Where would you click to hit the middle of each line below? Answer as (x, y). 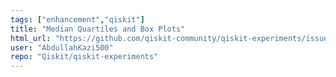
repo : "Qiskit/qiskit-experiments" (84, 57)
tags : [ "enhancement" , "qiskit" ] (77, 19)
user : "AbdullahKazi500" (62, 47)
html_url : (31, 38)
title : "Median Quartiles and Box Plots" (98, 29)
